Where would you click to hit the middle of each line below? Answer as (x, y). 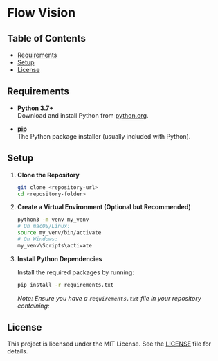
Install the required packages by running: (76, 272)
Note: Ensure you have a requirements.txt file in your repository (109, 298)
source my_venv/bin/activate (59, 233)
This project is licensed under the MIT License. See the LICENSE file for (109, 344)
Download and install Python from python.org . (83, 115)
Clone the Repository (48, 175)
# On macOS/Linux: (44, 227)
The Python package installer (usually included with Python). (104, 136)
